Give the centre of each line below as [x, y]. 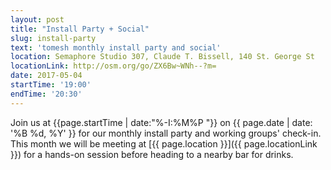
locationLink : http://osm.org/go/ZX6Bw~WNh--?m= [113, 66]
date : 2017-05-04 [46, 76]
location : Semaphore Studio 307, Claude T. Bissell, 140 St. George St [162, 57]
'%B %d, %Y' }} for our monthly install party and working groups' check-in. [166, 133]
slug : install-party [53, 38]
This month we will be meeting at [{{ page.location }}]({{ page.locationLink [164, 143]
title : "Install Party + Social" [80, 29]
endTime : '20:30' [46, 94]
